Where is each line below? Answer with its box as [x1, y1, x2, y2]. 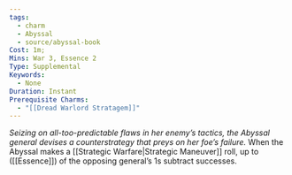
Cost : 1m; [9, 46, 46, 55]
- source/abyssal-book [17, 37, 101, 47]
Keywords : [9, 71, 46, 80]
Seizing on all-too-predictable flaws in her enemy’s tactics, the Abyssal [9, 127, 270, 138]
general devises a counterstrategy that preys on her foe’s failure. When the [9, 137, 284, 148]
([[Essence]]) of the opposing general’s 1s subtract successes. [9, 156, 237, 166]
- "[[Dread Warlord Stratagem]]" [17, 103, 141, 112]
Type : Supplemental [9, 63, 81, 72]
